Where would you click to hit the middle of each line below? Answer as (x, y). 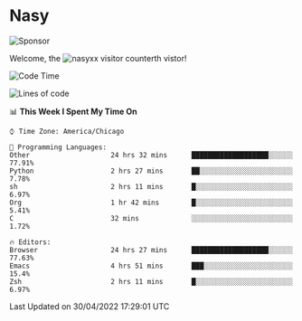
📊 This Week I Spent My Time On (73, 111)
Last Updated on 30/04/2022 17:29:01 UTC (90, 306)
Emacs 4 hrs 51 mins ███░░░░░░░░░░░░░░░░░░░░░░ (151, 266)
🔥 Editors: (30, 242)
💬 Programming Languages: (58, 147)
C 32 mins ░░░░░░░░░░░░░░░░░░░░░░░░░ (151, 218)
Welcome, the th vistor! (98, 58)
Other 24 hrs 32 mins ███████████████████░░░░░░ (151, 155)
